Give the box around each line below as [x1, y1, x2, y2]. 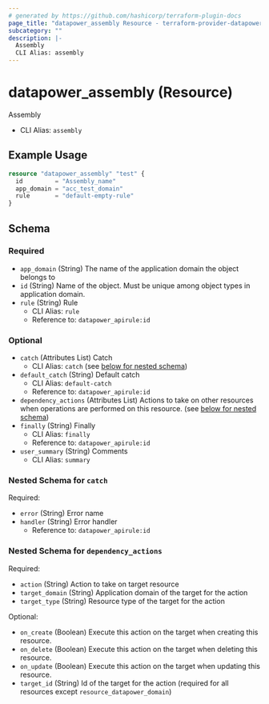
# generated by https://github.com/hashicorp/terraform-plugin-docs [8, 11, 242, 20]
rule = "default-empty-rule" [15, 192, 134, 200]
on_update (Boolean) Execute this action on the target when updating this [19, 661, 260, 670]
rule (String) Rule [19, 298, 78, 307]
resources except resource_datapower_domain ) [19, 686, 172, 696]
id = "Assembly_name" [15, 177, 116, 185]
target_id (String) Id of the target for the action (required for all [19, 678, 230, 688]
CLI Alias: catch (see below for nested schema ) [31, 362, 188, 371]
